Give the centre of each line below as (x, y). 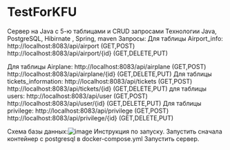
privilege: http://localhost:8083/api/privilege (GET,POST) (88, 111)
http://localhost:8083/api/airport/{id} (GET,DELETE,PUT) (87, 53)
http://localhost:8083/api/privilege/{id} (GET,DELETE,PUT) (90, 118)
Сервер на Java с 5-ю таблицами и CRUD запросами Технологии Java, (112, 31)
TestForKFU (42, 12)
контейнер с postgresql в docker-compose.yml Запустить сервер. (103, 138)
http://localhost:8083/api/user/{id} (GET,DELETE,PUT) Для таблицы (104, 103)
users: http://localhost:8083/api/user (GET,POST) (78, 96)
